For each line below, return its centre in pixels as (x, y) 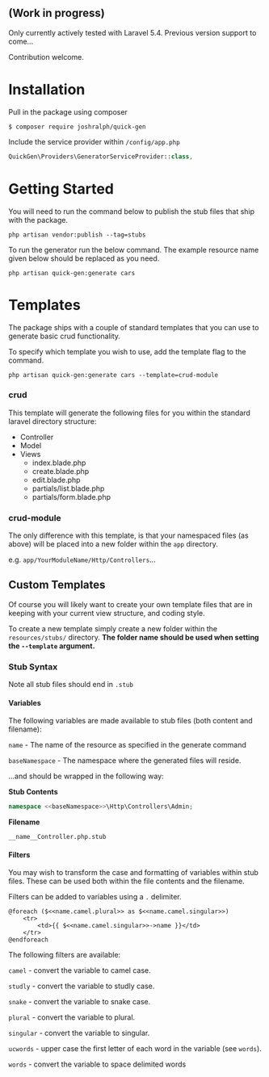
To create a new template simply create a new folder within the (113, 628)
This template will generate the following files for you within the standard (129, 413)
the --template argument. (52, 646)
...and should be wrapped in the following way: (86, 776)
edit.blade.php (56, 480)
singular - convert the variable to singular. (79, 1033)
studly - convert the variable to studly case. (82, 986)
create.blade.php (61, 471)
